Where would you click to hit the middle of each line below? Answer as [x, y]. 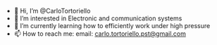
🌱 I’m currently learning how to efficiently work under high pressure [112, 26]
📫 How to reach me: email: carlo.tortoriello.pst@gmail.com [100, 34]
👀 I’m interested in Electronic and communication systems [98, 18]
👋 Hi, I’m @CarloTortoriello [52, 11]
